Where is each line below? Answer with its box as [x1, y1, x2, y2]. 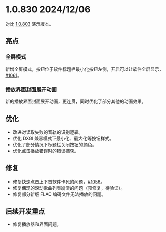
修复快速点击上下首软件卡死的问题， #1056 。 [12, 178, 105, 185]
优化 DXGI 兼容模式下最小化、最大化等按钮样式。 [12, 135, 114, 141]
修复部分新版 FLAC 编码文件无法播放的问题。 [12, 191, 106, 197]
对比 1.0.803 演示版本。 [5, 21, 54, 27]
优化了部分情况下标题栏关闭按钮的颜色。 [12, 141, 97, 147]
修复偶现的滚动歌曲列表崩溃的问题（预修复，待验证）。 [12, 185, 125, 191]
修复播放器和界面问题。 [12, 221, 61, 227]
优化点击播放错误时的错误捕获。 [12, 148, 79, 154]
